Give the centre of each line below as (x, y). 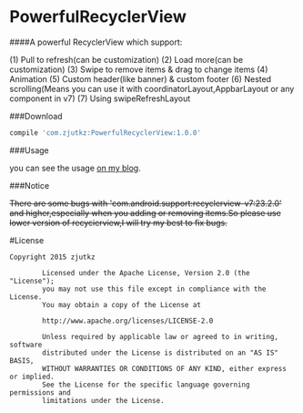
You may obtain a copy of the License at (122, 305)
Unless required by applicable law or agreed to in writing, (161, 336)
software (26, 345)
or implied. (32, 377)
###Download (36, 116)
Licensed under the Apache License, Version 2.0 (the (146, 273)
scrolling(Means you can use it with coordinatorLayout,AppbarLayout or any (152, 88)
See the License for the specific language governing (146, 385)
